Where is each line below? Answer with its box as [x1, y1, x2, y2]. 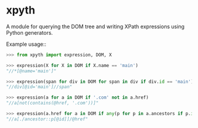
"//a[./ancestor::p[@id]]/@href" [6, 116, 88, 122]
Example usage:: [6, 41, 47, 48]
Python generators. [6, 29, 53, 36]
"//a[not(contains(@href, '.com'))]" [6, 100, 99, 106]
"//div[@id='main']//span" [6, 84, 72, 90]
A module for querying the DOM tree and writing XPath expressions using [6, 23, 184, 30]
